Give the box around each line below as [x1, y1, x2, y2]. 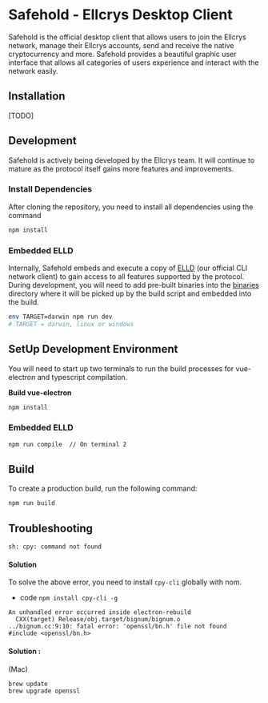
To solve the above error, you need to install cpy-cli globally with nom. [8, 577, 242, 587]
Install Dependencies [8, 184, 93, 195]
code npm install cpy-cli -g [19, 593, 118, 603]
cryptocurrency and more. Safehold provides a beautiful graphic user [8, 49, 237, 59]
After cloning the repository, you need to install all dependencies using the [8, 202, 254, 212]
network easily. [8, 66, 58, 75]
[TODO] [8, 111, 34, 120]
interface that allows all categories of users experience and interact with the [8, 58, 259, 67]
